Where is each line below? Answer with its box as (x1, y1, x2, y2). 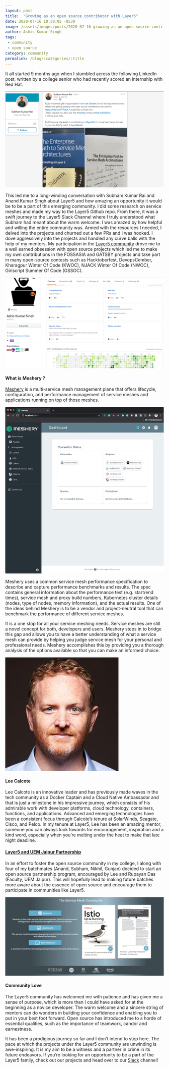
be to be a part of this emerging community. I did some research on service (5, 203, 162, 209)
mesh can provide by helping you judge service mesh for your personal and (5, 636, 162, 643)
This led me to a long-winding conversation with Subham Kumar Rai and (5, 192, 155, 199)
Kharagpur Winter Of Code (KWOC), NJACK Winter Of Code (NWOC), (5, 262, 150, 269)
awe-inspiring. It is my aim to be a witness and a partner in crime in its (5, 1046, 150, 1052)
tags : (5, 35, 17, 40)
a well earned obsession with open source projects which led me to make (5, 246, 157, 252)
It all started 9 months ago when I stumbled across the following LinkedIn (5, 71, 157, 77)
